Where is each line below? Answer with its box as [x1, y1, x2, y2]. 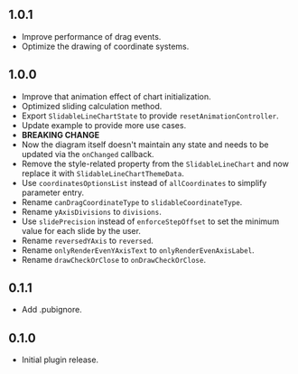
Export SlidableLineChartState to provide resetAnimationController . [21, 110, 279, 121]
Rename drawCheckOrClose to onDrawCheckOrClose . [21, 254, 207, 265]
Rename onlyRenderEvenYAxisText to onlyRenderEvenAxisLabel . [21, 244, 255, 256]
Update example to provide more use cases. [21, 119, 187, 130]
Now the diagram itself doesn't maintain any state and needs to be [21, 139, 269, 150]
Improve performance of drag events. [21, 31, 162, 42]
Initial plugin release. [21, 354, 99, 365]
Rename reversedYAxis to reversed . [21, 235, 154, 246]
